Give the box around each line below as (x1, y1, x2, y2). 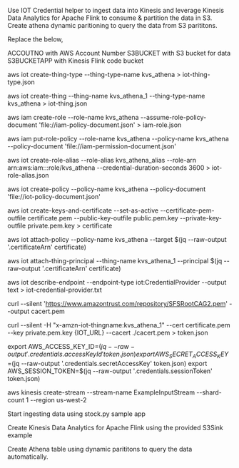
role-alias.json (7, 171, 49, 179)
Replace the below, (7, 35, 63, 44)
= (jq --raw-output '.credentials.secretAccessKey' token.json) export (7, 359, 208, 367)
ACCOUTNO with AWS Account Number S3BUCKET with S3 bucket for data (7, 49, 231, 57)
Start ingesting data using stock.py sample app (7, 409, 146, 418)
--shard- (195, 388, 223, 397)
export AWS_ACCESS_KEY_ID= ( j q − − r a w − (7, 342, 136, 350)
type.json (7, 78, 35, 86)
